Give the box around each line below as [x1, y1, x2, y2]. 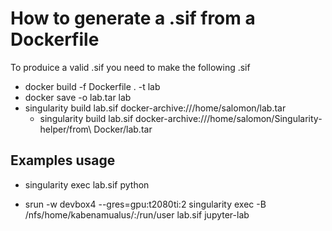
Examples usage [10, 152, 116, 169]
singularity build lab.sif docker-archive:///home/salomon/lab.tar [24, 102, 287, 114]
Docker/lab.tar [93, 123, 153, 135]
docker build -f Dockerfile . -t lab [24, 80, 161, 92]
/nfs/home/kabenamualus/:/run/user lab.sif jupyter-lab [24, 208, 250, 221]
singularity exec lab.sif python [24, 178, 150, 191]
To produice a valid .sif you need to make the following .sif [10, 61, 251, 73]
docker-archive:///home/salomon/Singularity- [135, 112, 323, 124]
